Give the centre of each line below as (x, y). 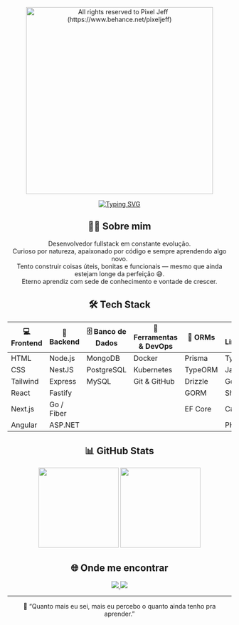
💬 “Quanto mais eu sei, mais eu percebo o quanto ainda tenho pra (119, 606)
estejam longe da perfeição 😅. (119, 273)
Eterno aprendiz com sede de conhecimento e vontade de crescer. (119, 281)
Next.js (22, 409)
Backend (65, 342)
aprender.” (119, 614)
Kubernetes (153, 369)
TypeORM (201, 369)
